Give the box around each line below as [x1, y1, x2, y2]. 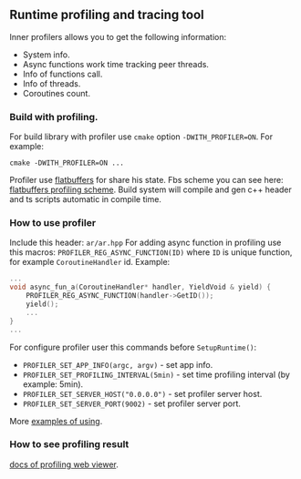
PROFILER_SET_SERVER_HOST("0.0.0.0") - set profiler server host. [22, 388, 263, 399]
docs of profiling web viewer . [9, 459, 119, 470]
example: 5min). [22, 378, 84, 390]
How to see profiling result [9, 438, 130, 451]
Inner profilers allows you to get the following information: [9, 31, 227, 42]
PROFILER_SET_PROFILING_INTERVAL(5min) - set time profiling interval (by [22, 369, 290, 380]
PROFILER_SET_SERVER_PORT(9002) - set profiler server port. [22, 398, 242, 409]
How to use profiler [9, 217, 97, 229]
